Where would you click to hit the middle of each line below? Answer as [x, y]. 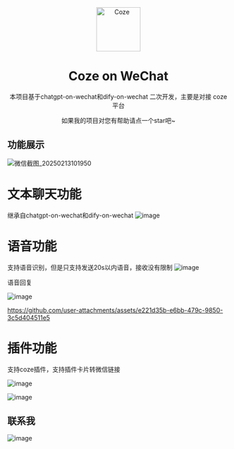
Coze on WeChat [118, 76]
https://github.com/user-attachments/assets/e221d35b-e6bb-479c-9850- [115, 310]
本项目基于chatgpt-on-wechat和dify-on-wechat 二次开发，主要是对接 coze [118, 96]
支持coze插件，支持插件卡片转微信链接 [64, 369]
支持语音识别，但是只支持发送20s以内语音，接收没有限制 [90, 267]
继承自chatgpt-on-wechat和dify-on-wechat [70, 215]
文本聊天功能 [45, 194]
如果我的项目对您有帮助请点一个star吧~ [118, 120]
